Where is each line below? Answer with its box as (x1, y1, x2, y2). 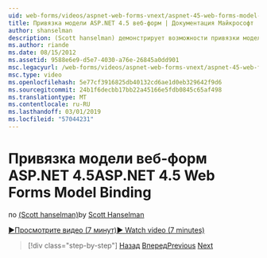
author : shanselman (8, 26, 73, 34)
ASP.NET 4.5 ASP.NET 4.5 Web (8, 166, 215, 185)
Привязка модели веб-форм (8, 150, 207, 168)
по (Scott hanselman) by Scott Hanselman (8, 209, 145, 219)
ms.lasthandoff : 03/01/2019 (8, 108, 102, 116)
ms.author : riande (8, 41, 69, 49)
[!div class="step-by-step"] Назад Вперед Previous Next (27, 240, 213, 250)
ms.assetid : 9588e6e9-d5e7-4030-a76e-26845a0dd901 (8, 57, 180, 64)
